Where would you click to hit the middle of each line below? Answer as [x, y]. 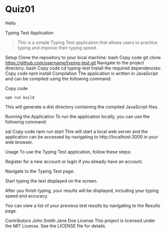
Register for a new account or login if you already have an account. [74, 161]
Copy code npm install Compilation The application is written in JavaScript [82, 73]
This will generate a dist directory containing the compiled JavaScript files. [82, 106]
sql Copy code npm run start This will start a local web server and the [77, 131]
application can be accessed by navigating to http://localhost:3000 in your [82, 136]
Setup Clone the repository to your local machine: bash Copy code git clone [83, 57]
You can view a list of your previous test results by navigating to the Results [83, 205]
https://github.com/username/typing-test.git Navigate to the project [75, 62]
